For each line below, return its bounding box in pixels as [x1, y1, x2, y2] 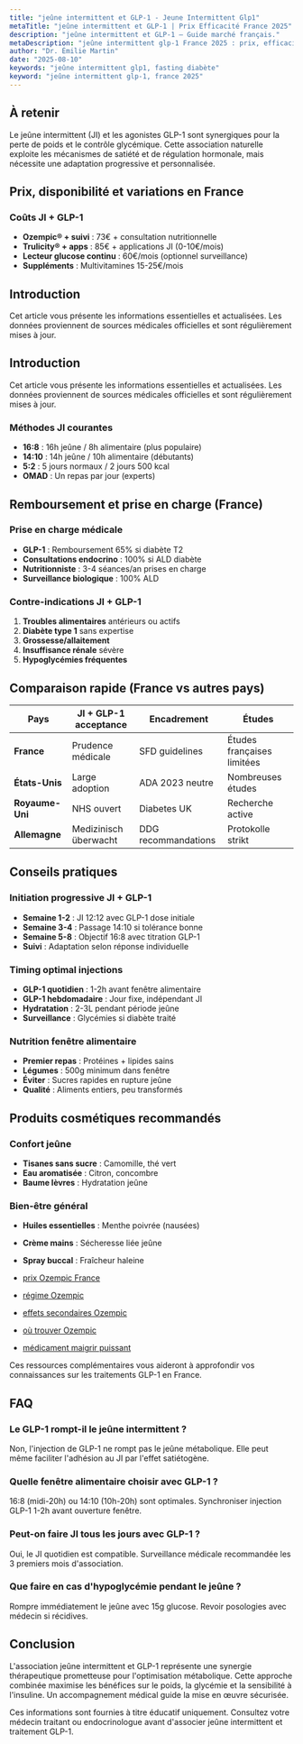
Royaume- [14, 796, 61, 809]
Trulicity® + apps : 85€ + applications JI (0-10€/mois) [22, 241, 224, 252]
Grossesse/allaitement [22, 635, 110, 646]
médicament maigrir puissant [22, 1343, 132, 1354]
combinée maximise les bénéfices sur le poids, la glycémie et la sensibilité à [9, 1679, 292, 1691]
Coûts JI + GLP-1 [9, 211, 84, 224]
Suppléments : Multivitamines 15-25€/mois [22, 261, 184, 271]
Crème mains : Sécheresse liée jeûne [22, 1237, 162, 1249]
